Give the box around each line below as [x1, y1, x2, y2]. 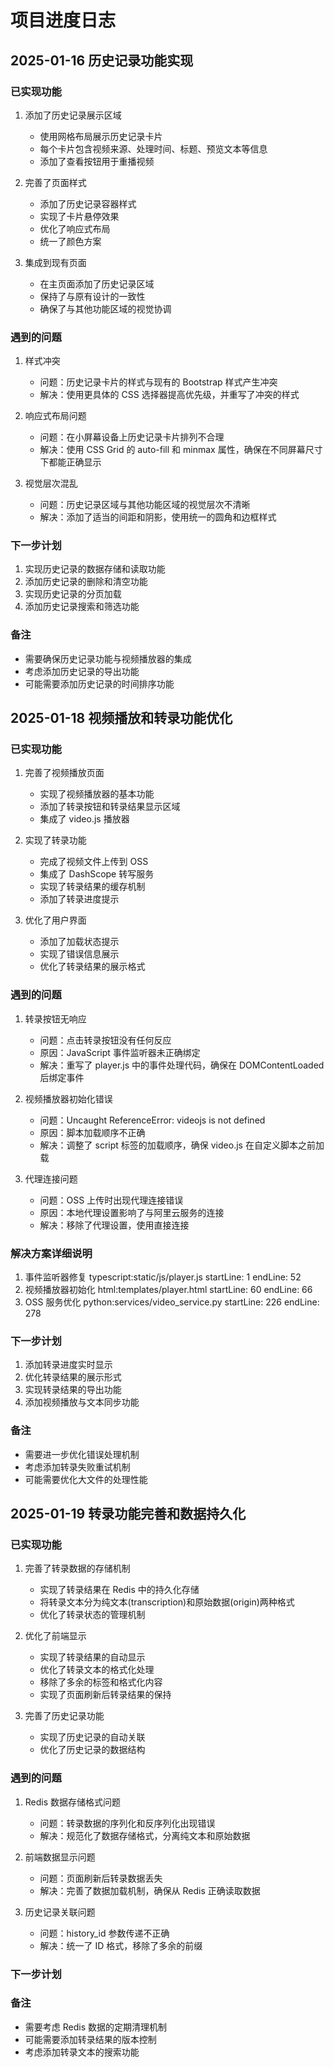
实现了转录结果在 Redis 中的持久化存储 [39, 1584, 200, 1596]
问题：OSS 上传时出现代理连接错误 [39, 1194, 184, 1206]
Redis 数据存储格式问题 [24, 1796, 122, 1808]
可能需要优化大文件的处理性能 [24, 1473, 148, 1485]
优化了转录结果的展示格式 [39, 961, 146, 973]
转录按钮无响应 [24, 1012, 87, 1025]
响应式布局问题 [24, 410, 87, 422]
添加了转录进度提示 [39, 893, 120, 905]
